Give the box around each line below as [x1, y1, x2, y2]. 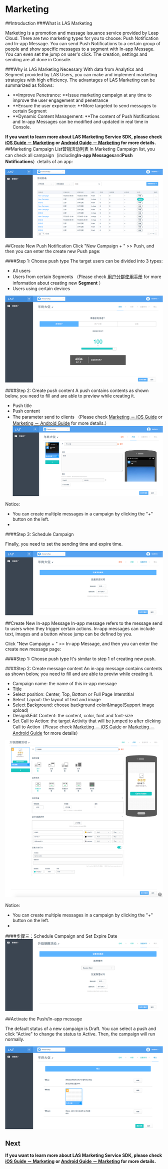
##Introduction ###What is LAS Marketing [5, 20, 92, 26]
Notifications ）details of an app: [5, 158, 73, 164]
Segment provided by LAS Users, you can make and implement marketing [5, 71, 157, 77]
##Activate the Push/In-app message [5, 1015, 82, 1022]
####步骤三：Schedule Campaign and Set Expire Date [5, 933, 117, 939]
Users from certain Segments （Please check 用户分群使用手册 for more [12, 274, 161, 280]
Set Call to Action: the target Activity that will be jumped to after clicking [12, 718, 161, 724]
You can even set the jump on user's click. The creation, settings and [5, 51, 147, 57]
